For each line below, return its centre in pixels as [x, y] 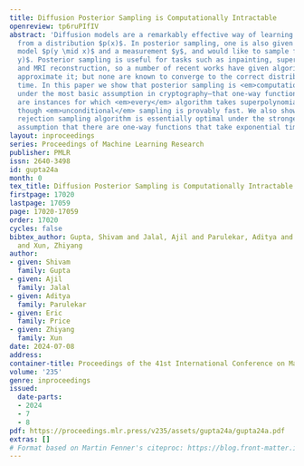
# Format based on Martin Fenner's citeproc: [96, 448]
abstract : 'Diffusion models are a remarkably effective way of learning [152, 34]
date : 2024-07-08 [42, 346]
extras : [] [30, 439]
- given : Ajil [36, 279]
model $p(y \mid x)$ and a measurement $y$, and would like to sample [153, 52]
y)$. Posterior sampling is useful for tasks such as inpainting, [145, 60]
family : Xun [40, 338]
